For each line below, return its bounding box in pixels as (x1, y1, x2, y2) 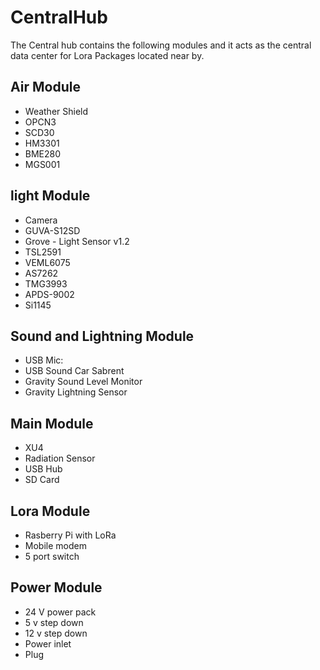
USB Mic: (24, 354, 64, 366)
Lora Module (10, 502, 91, 520)
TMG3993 (24, 277, 68, 290)
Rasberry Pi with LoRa (24, 529, 117, 541)
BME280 (24, 147, 62, 160)
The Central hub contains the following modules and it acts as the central (10, 39, 312, 51)
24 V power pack (24, 606, 97, 618)
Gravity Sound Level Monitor (24, 376, 143, 388)
